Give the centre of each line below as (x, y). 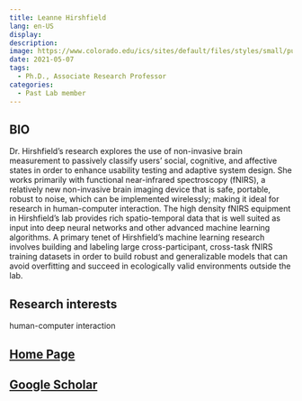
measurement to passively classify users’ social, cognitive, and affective (143, 161)
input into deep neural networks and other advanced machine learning (140, 228)
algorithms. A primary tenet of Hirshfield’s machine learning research (137, 237)
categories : (31, 85)
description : (34, 43)
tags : (19, 68)
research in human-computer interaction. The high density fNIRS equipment (150, 209)
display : (26, 34)
